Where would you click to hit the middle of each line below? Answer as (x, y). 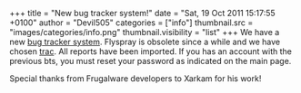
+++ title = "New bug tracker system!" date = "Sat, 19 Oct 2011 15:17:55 (142, 13)
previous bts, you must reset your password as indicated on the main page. (150, 61)
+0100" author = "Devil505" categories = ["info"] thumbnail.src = (131, 23)
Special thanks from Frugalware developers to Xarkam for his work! (135, 79)
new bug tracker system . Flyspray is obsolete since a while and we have (145, 42)
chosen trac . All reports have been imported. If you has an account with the (151, 51)
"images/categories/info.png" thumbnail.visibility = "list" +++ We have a (145, 32)
